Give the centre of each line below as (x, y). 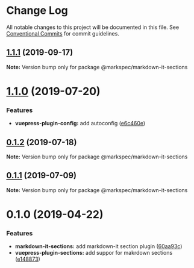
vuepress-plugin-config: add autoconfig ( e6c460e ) (80, 123)
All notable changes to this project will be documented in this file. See (93, 27)
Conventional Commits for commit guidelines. (63, 33)
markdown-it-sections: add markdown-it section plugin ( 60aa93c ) (99, 246)
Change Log (37, 11)
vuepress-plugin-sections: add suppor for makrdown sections (94, 253)
